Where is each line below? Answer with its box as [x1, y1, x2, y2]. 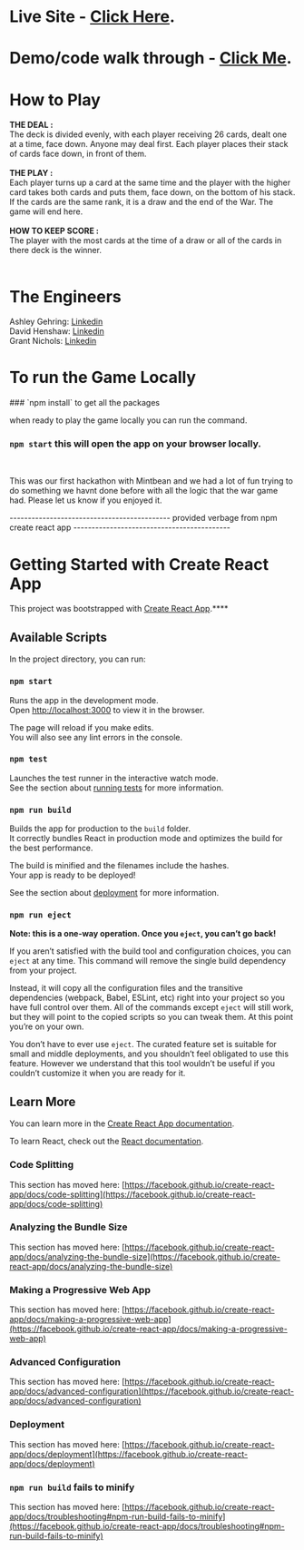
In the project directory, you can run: [9, 653, 146, 664]
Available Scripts [9, 629, 107, 645]
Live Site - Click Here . [9, 6, 175, 27]
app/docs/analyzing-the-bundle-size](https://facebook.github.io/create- [9, 1251, 281, 1262]
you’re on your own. [9, 1021, 84, 1032]
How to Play [9, 89, 102, 110]
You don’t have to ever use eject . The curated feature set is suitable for [9, 1039, 277, 1050]
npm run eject [9, 910, 72, 920]
